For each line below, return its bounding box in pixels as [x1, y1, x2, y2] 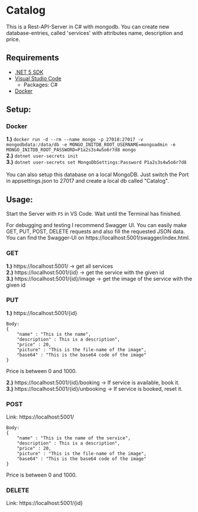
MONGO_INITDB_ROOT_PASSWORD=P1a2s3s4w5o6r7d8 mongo [6, 147, 136, 153]
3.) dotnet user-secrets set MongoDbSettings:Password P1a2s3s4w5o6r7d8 [6, 158, 187, 166]
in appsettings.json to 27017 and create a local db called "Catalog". [6, 177, 170, 184]
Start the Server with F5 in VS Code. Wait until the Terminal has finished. [6, 210, 181, 218]
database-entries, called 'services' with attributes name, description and [6, 29, 183, 36]
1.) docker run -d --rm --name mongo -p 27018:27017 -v [6, 135, 144, 142]
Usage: [6, 195, 34, 205]
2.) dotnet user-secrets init [6, 152, 79, 160]
